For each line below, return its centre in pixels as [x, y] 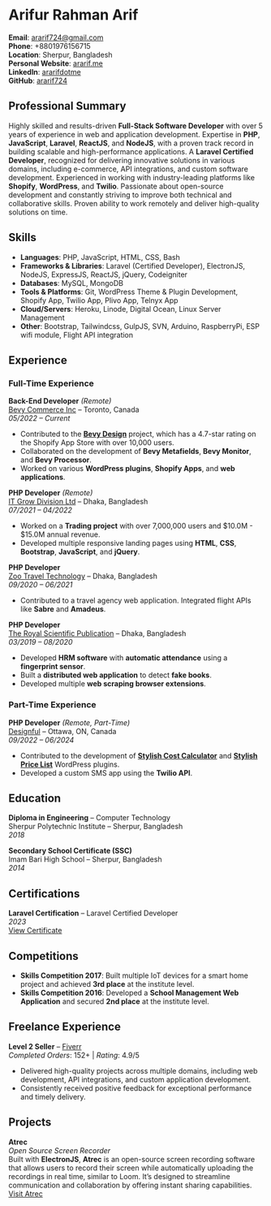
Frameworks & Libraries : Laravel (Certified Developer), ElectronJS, [133, 266]
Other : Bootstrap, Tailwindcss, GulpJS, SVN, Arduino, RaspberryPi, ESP [140, 326]
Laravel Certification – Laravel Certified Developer [93, 913]
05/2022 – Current [39, 418]
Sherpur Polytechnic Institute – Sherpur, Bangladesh [96, 827]
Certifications [44, 894]
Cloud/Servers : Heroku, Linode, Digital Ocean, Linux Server [120, 309]
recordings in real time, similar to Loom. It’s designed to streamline [119, 1176]
